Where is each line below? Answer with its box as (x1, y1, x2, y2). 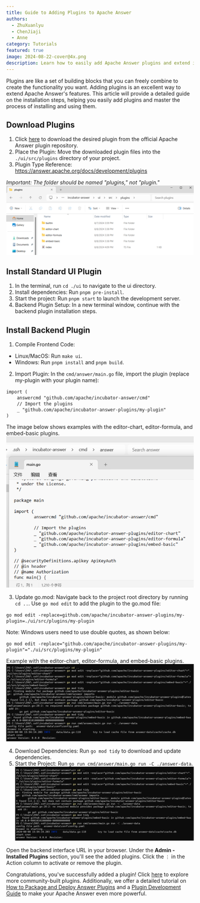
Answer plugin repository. (14, 142, 79, 149)
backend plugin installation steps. (14, 308, 97, 315)
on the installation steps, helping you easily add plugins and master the (6, 96, 180, 103)
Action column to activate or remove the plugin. (6, 859, 123, 867)
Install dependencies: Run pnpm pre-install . (14, 288, 124, 296)
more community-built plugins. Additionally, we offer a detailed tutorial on (6, 877, 186, 884)
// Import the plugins (17, 401, 73, 407)
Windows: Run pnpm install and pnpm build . (14, 359, 124, 366)
